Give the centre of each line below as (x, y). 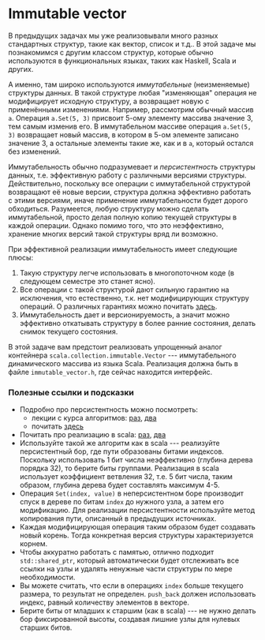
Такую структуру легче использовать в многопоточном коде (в (127, 272)
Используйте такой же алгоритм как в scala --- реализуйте (119, 444)
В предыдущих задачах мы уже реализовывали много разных (113, 36)
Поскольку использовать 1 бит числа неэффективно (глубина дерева (136, 460)
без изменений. (35, 152)
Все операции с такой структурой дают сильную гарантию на (124, 290)
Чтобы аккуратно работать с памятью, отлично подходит (117, 552)
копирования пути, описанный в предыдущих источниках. (118, 518)
